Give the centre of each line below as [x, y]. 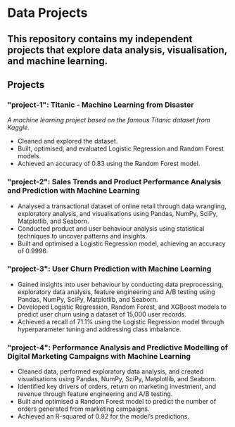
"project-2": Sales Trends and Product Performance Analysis [114, 182]
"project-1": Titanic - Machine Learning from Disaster [101, 105]
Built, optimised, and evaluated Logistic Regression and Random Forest [120, 148]
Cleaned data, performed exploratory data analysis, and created [110, 371]
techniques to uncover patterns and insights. [82, 236]
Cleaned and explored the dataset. [68, 141]
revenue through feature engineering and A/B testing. [95, 394]
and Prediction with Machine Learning [74, 191]
